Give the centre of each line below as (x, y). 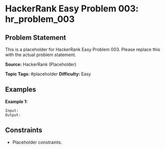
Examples (21, 90)
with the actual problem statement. (41, 55)
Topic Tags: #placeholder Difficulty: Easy (48, 74)
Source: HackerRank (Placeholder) (41, 64)
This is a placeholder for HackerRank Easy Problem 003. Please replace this (82, 49)
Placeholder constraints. (37, 142)
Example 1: (17, 101)
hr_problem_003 (40, 19)
